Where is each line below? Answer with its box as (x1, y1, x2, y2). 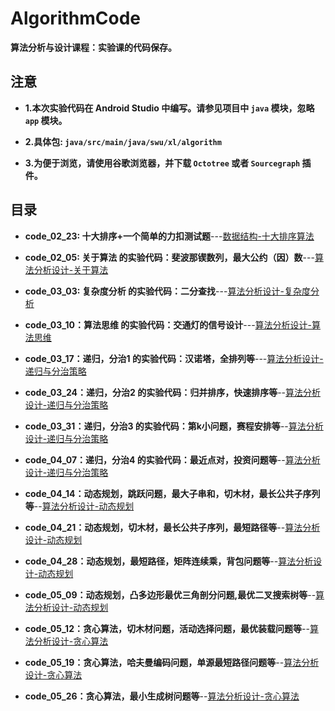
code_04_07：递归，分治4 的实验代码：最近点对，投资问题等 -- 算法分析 (24, 453, 321, 466)
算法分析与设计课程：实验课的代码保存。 (10, 41, 177, 53)
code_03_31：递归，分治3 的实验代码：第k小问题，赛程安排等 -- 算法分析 (24, 420, 324, 432)
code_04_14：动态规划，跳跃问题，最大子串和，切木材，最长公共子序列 (24, 487, 321, 499)
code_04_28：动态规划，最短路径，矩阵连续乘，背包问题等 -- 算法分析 (24, 555, 314, 567)
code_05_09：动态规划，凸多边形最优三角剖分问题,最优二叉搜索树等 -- (24, 588, 317, 601)
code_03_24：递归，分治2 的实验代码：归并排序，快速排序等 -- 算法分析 (24, 386, 322, 398)
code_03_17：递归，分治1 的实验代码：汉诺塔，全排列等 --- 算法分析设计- (24, 352, 324, 364)
